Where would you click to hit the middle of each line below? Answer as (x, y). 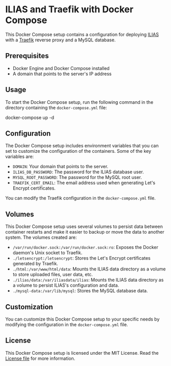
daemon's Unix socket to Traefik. (47, 253)
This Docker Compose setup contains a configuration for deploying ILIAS (82, 34)
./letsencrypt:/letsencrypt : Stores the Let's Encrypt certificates (81, 258)
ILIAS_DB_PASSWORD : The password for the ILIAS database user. (78, 172)
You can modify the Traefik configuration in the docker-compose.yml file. (80, 198)
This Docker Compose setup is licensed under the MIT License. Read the (82, 353)
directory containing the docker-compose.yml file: (56, 107)
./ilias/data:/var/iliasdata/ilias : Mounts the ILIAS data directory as (88, 280)
